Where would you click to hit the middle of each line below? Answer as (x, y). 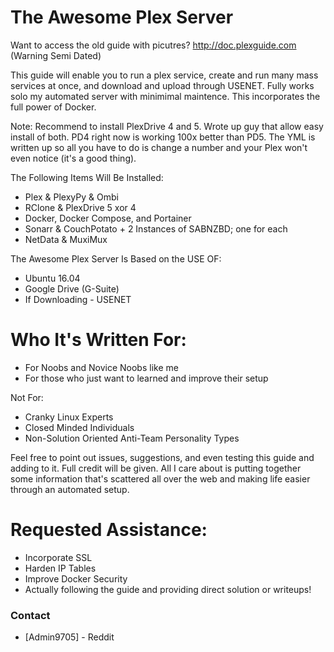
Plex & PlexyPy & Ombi (71, 197)
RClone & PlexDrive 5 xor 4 (80, 207)
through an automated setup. (70, 489)
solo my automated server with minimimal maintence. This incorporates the (165, 96)
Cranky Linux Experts (69, 417)
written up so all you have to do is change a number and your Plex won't (159, 147)
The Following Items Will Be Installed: (87, 177)
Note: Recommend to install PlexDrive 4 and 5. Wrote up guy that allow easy (167, 126)
